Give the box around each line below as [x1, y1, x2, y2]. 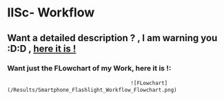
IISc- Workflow [7, 5, 95, 21]
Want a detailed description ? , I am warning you [7, 32, 218, 44]
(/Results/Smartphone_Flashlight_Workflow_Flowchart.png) [7, 86, 177, 93]
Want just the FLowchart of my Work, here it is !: [7, 63, 172, 73]
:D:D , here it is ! [7, 42, 77, 54]
